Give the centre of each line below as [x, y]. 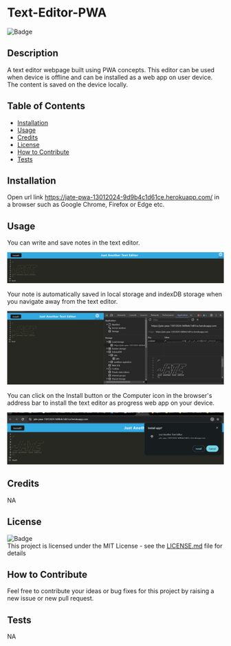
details [16, 553]
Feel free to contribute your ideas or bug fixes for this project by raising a [111, 591]
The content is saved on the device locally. [68, 85]
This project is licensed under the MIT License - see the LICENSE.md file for [115, 546]
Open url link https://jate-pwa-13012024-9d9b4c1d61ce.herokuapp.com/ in [113, 197]
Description [33, 53]
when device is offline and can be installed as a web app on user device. [110, 77]
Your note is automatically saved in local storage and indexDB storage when [114, 294]
